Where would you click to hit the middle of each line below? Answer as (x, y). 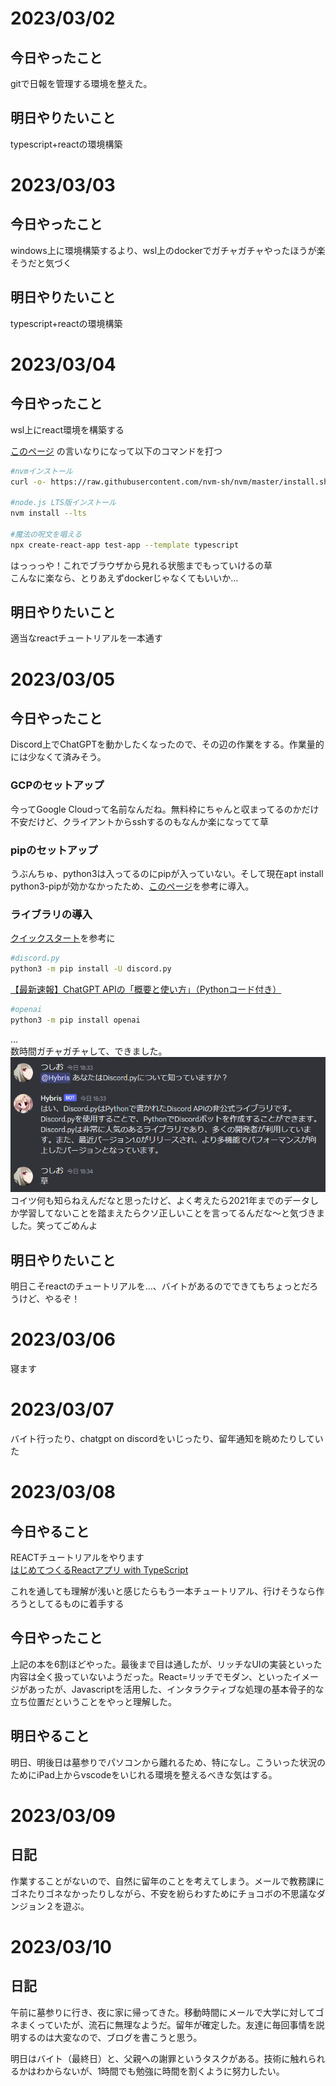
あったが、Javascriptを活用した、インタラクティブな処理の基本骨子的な (176, 1689)
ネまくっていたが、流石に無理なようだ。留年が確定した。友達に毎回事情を (163, 2024)
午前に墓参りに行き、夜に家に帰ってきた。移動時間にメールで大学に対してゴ (167, 2012)
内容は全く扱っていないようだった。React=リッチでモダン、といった (151, 1676)
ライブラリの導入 (51, 914)
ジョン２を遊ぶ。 (54, 1906)
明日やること (50, 1736)
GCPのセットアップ (57, 785)
